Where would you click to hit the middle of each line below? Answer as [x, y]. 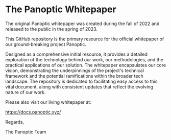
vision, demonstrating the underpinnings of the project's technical [75, 71]
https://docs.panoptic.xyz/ [33, 112]
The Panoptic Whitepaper [61, 9]
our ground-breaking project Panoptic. [46, 44]
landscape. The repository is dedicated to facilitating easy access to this [81, 81]
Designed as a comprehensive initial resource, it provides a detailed [77, 54]
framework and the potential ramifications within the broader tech [75, 76]
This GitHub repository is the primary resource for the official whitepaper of [85, 39]
